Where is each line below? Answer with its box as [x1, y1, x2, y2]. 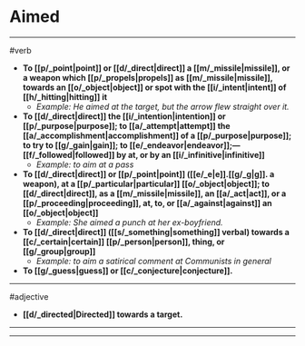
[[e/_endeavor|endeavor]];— [129, 139, 241, 151]
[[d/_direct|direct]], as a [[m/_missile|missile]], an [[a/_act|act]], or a [22, 188, 287, 199]
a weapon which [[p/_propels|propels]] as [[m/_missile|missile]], [22, 72, 273, 83]
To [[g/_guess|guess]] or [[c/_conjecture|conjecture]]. [22, 265, 233, 276]
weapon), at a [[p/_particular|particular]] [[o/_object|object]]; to [22, 178, 271, 189]
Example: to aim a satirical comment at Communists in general [35, 255, 272, 266]
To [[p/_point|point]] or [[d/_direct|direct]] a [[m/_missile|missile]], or [22, 62, 290, 74]
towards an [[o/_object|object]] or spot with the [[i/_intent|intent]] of [22, 82, 287, 93]
